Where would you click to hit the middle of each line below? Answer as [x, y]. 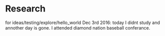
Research [26, 9]
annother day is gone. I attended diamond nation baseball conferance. [78, 27]
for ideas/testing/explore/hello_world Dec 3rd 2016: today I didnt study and [83, 22]
